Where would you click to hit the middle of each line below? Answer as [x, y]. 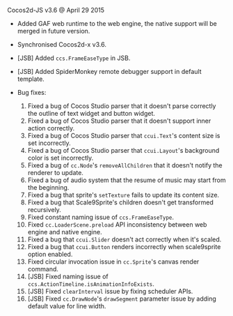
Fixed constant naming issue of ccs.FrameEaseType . [101, 217]
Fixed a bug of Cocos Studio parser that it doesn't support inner [119, 121]
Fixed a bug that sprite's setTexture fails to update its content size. [123, 195]
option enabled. [50, 254]
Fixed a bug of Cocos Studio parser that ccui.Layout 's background [123, 150]
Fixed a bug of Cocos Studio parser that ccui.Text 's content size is [124, 136]
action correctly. [51, 128]
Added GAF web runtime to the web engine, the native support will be [117, 23]
